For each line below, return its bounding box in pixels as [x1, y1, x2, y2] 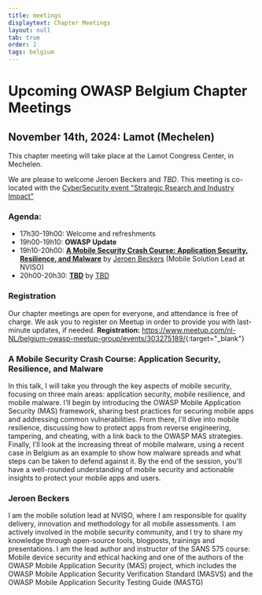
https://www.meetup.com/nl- [141, 325, 236, 335]
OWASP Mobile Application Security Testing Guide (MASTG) [8, 578, 204, 587]
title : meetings [8, 11, 61, 20]
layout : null [8, 26, 51, 34]
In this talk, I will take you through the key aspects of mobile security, [8, 381, 232, 390]
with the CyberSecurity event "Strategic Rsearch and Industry [34, 183, 234, 192]
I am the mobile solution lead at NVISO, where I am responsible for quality [8, 511, 247, 520]
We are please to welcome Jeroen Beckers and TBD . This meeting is [8, 175, 231, 184]
